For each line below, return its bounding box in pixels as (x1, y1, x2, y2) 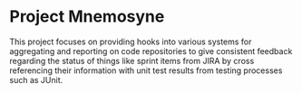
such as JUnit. (9, 74, 63, 85)
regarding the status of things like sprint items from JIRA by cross (9, 55, 255, 66)
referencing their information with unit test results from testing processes (9, 65, 283, 76)
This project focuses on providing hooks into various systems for (9, 36, 252, 47)
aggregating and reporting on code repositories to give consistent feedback (9, 45, 293, 56)
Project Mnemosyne (9, 6, 165, 27)
